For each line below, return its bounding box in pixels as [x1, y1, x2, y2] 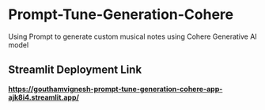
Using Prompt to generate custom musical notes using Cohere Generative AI [8, 32, 257, 41]
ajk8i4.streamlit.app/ [8, 93, 79, 102]
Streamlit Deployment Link [8, 63, 142, 77]
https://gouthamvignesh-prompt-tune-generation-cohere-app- [8, 84, 223, 93]
